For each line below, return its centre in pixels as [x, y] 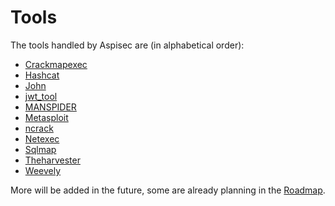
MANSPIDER [50, 107]
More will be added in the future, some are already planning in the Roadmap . [168, 190]
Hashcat [42, 75]
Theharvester [52, 160]
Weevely [43, 170]
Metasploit [46, 117]
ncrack [39, 128]
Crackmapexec [56, 64]
